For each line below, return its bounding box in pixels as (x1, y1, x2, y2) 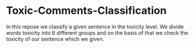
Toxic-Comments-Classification (6, 4, 167, 17)
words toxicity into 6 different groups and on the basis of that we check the (6, 29, 188, 36)
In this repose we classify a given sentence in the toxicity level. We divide (6, 23, 184, 30)
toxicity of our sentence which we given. (6, 35, 105, 42)
